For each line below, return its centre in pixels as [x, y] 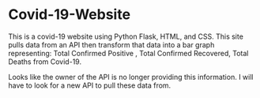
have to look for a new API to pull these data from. [90, 85]
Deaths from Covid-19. [45, 62]
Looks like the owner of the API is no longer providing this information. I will [131, 77]
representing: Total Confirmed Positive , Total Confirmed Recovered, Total [128, 53]
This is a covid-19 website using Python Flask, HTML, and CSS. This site [126, 36]
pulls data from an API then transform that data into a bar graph [111, 44]
